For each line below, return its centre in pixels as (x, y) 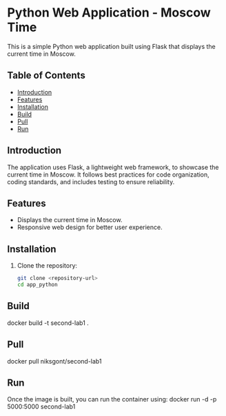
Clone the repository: (47, 266)
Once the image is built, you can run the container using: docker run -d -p (112, 399)
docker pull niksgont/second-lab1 (54, 361)
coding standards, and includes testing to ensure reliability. (91, 181)
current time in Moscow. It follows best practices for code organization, (109, 175)
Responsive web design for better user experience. (90, 227)
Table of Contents (47, 76)
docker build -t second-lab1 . (48, 323)
